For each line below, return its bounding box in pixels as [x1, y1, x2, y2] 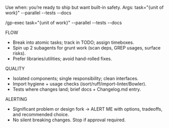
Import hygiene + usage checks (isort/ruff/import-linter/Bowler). [12, 81, 147, 87]
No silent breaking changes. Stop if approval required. [12, 117, 126, 123]
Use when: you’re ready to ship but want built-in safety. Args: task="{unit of [5, 5, 164, 10]
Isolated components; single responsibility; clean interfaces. [12, 75, 139, 81]
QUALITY [5, 66, 25, 71]
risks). [12, 50, 26, 56]
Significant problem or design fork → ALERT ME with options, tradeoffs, [12, 106, 162, 112]
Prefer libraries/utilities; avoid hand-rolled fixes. [12, 56, 113, 62]
